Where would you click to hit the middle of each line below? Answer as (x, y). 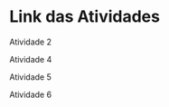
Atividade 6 (31, 94)
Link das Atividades (85, 17)
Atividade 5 (31, 77)
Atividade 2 (31, 42)
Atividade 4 (31, 59)
